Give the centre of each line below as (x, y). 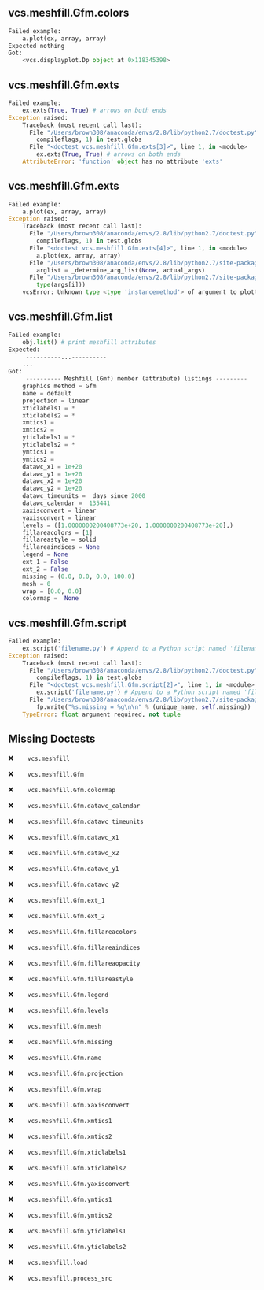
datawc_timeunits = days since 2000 (84, 496)
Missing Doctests (52, 739)
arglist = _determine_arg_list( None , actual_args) (121, 270)
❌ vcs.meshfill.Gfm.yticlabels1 (67, 1230)
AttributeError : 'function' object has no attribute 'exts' (123, 161)
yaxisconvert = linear (59, 518)
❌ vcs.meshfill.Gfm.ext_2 (57, 915)
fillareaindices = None (61, 547)
